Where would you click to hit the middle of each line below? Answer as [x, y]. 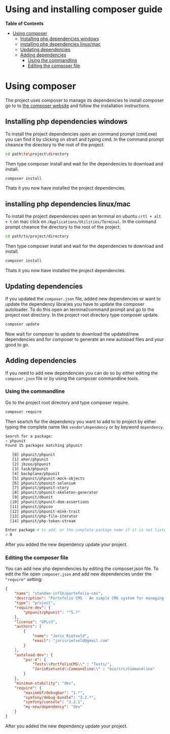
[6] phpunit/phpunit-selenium [44, 483]
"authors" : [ [28, 627]
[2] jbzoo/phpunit [31, 464]
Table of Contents [25, 23]
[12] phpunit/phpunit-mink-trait [45, 512]
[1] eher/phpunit [30, 460]
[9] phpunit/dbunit [32, 497]
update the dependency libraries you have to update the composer [75, 304]
